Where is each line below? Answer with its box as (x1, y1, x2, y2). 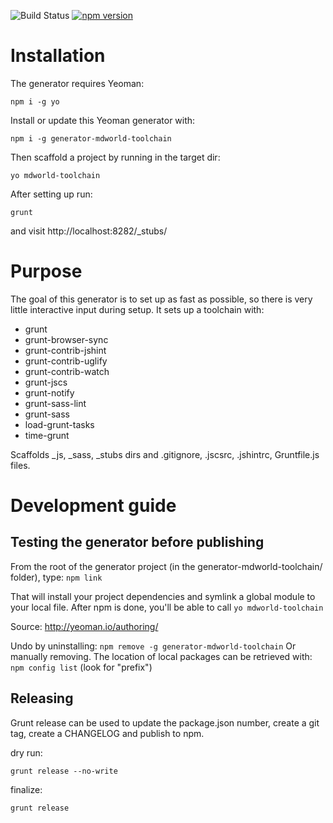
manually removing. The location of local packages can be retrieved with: (10, 650, 313, 662)
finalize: (10, 783, 43, 795)
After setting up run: (10, 188, 93, 200)
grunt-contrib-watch (24, 365, 110, 377)
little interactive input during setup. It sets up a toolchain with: (10, 303, 265, 315)
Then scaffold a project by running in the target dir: (10, 151, 221, 163)
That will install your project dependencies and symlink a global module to (10, 590, 316, 602)
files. (10, 459, 31, 471)
